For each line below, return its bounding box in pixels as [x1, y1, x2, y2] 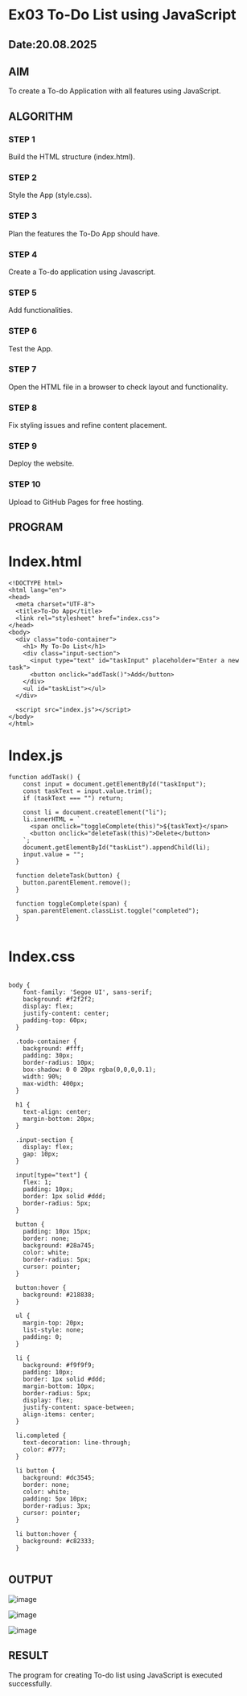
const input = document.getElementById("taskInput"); [23, 780, 207, 789]
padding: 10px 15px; [23, 1227, 92, 1235]
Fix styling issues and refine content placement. [8, 421, 167, 430]
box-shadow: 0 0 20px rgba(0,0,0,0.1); [23, 1066, 157, 1074]
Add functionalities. [8, 306, 73, 315]
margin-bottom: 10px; [23, 1382, 95, 1390]
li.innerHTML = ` [23, 815, 81, 823]
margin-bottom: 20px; [23, 1115, 95, 1123]
